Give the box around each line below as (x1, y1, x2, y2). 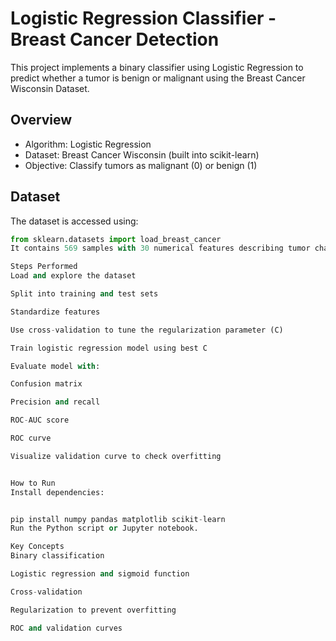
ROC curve (10, 433, 52, 444)
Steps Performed (10, 262, 78, 272)
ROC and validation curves (10, 623, 123, 633)
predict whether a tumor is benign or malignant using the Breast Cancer (10, 72, 306, 84)
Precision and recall (10, 397, 101, 407)
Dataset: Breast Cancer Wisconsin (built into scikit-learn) (24, 148, 260, 161)
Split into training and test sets (10, 289, 159, 299)
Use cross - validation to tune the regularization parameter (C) (10, 325, 284, 335)
